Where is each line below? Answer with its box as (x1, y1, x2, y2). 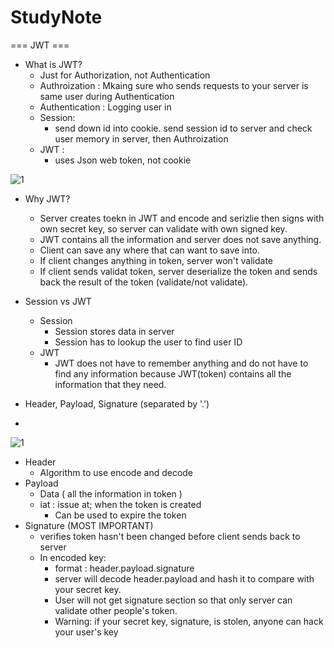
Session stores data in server (54, 325, 175, 337)
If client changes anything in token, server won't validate (39, 254, 274, 266)
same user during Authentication (39, 90, 175, 102)
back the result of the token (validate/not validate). (39, 276, 249, 288)
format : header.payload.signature (54, 562, 195, 574)
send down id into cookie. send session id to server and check (54, 122, 313, 134)
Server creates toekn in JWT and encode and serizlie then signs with (39, 212, 325, 224)
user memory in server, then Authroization (54, 132, 229, 145)
